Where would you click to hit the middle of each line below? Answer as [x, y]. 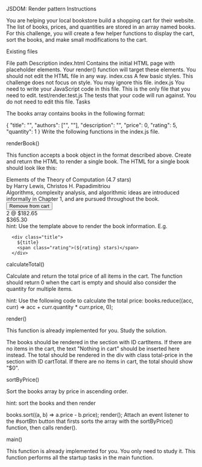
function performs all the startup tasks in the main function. [80, 457]
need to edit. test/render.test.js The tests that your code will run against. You [101, 95]
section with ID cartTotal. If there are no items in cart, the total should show [99, 361]
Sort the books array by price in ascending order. [67, 391]
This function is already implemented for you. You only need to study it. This [101, 451]
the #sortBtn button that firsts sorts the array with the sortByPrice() [90, 421]
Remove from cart [29, 206]
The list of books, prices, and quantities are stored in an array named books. [101, 27]
